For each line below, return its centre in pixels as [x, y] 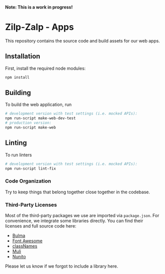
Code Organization [28, 181]
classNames [25, 246]
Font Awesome [27, 241]
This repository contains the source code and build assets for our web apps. [82, 41]
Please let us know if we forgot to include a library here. [62, 266]
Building [18, 93]
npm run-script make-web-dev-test [41, 118]
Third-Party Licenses [31, 205]
